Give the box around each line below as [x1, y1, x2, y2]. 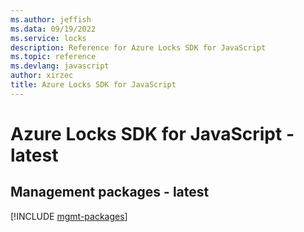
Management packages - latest [10, 184, 210, 201]
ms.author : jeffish [10, 14, 92, 25]
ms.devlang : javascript [10, 61, 110, 71]
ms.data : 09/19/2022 [10, 24, 97, 34]
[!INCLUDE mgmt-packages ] [10, 210, 128, 222]
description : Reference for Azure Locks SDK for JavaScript [10, 42, 267, 53]
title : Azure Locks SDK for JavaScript [10, 80, 177, 90]
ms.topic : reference [10, 52, 97, 62]
